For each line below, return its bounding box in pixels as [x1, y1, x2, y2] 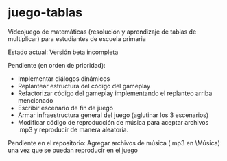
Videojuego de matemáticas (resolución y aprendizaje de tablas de [8, 27, 197, 36]
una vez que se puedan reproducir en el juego [8, 146, 138, 154]
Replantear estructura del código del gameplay [17, 82, 151, 90]
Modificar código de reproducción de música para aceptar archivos [17, 118, 209, 126]
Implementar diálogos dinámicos [17, 74, 110, 83]
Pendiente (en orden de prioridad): [8, 61, 106, 69]
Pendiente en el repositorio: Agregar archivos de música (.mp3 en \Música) [8, 138, 220, 147]
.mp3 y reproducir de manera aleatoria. [17, 125, 129, 134]
